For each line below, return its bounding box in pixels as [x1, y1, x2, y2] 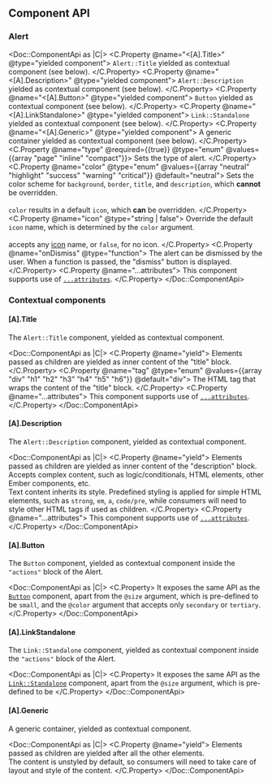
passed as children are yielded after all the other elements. [8, 748, 205, 758]
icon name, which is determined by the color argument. [8, 222, 195, 232]
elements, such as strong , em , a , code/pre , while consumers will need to [8, 496, 247, 506]
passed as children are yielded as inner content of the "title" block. [8, 357, 232, 367]
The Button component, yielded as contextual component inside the [8, 559, 235, 568]
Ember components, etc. [8, 479, 91, 489]
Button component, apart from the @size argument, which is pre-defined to [8, 591, 259, 601]
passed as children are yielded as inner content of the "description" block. [8, 461, 257, 471]
